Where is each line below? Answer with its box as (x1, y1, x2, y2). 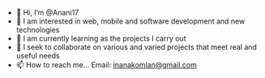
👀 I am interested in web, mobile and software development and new (15, 16, 246, 26)
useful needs (15, 51, 60, 60)
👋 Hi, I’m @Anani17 (15, 8, 79, 17)
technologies (15, 25, 60, 34)
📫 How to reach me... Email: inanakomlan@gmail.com (15, 60, 197, 69)
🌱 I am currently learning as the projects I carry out (15, 33, 186, 43)
